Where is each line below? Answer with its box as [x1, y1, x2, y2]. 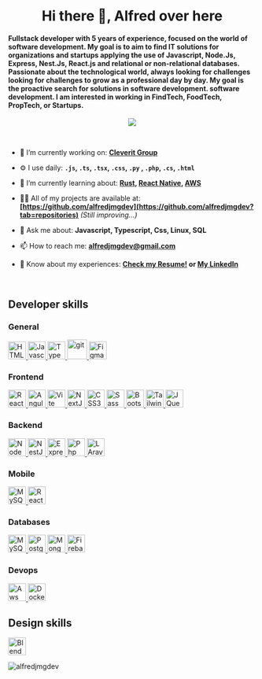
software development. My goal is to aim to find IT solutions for [8, 42, 220, 51]
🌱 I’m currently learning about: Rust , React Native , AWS [19, 179, 202, 188]
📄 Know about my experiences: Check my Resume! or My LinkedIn [19, 260, 238, 269]
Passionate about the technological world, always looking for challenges [8, 67, 251, 76]
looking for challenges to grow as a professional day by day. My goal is [8, 75, 244, 85]
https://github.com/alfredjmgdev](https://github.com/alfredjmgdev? [22, 202, 254, 212]
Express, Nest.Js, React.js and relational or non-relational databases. [8, 58, 240, 68]
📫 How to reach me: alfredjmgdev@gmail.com [19, 242, 175, 251]
